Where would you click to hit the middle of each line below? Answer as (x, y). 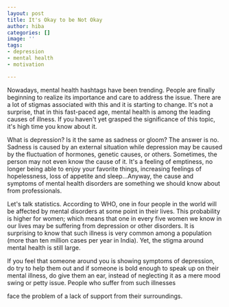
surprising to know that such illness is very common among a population (109, 233)
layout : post (26, 13)
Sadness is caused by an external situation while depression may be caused (115, 147)
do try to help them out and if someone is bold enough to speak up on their (113, 268)
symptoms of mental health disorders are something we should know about (114, 183)
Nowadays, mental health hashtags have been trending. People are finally (111, 90)
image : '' (21, 39)
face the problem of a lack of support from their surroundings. (95, 296)
